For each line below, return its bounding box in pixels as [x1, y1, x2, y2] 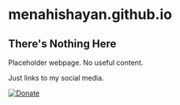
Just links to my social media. [8, 73, 104, 82]
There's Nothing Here [8, 37, 117, 51]
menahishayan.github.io [8, 6, 172, 24]
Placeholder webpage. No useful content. [8, 58, 144, 67]
